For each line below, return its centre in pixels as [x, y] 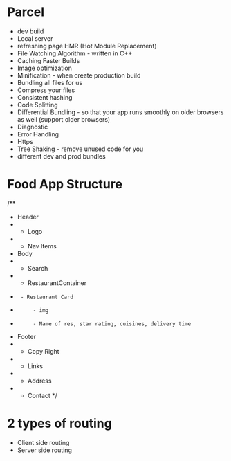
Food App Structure [65, 184]
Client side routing [43, 442]
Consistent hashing [45, 97]
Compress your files [46, 90]
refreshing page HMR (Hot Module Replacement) [87, 46]
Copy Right [44, 351]
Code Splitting [37, 105]
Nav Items [42, 246]
